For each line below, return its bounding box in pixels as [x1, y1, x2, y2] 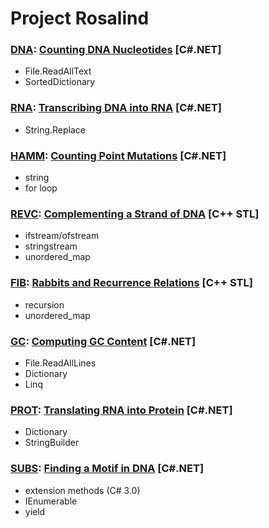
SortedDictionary [24, 76, 96, 88]
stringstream [24, 240, 78, 252]
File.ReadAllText [24, 65, 92, 77]
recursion [24, 298, 65, 311]
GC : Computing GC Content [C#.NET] [10, 334, 197, 348]
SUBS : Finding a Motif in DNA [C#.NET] [10, 462, 205, 476]
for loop [24, 182, 58, 194]
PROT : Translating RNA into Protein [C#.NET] [10, 403, 233, 417]
